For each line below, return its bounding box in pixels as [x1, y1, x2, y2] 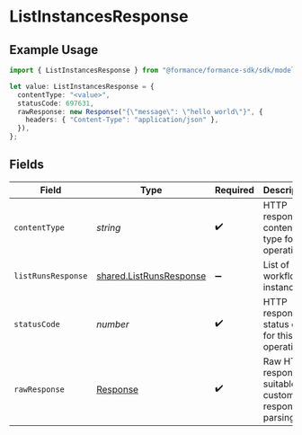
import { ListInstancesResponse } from [9, 66, 159, 75]
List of [262, 258, 290, 271]
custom [262, 388, 295, 401]
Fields [9, 157, 45, 173]
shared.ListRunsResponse [95, 270, 207, 282]
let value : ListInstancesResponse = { [9, 82, 155, 91]
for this [262, 329, 294, 342]
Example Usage [9, 42, 99, 58]
